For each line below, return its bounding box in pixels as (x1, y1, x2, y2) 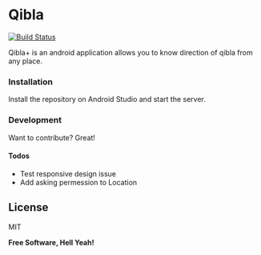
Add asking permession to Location (19, 177, 138, 187)
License (8, 200, 49, 214)
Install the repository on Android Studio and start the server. (8, 95, 206, 104)
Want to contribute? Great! (8, 132, 96, 142)
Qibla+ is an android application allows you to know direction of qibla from (8, 47, 254, 57)
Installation (8, 76, 54, 87)
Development (8, 115, 62, 126)
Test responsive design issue (19, 168, 117, 178)
